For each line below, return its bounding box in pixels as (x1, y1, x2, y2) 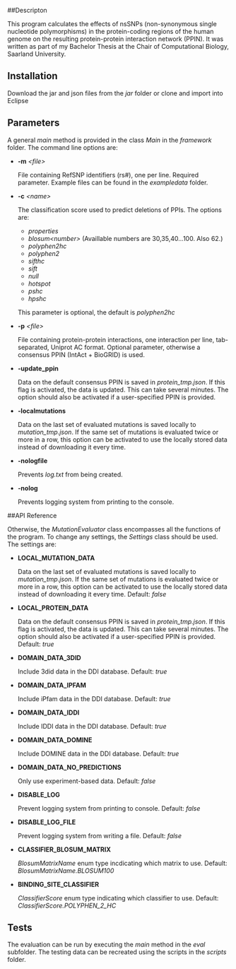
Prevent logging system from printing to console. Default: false (17, 804, 201, 812)
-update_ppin (17, 364, 59, 372)
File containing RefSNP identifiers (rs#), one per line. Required (17, 170, 199, 179)
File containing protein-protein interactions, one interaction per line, (17, 335, 215, 343)
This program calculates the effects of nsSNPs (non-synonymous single (7, 20, 218, 28)
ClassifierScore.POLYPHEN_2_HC (17, 901, 117, 910)
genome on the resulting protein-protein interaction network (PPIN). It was (7, 35, 224, 43)
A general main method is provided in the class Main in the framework (7, 136, 212, 144)
